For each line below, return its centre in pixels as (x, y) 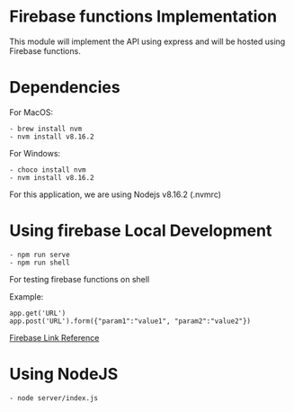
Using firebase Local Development (141, 231)
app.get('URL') (38, 313)
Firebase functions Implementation (143, 17)
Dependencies (65, 88)
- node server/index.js (54, 398)
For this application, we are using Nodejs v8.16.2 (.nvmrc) (116, 194)
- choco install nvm (48, 170)
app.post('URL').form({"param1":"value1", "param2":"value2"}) (130, 321)
